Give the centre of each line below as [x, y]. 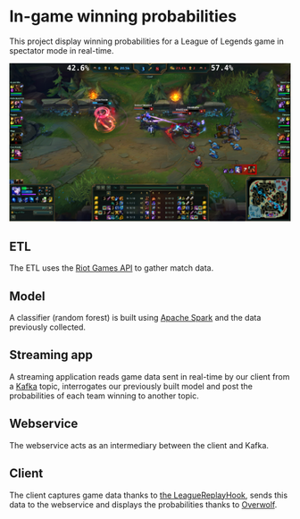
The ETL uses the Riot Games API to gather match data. [112, 268]
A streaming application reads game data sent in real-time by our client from [150, 376]
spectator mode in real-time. [62, 50]
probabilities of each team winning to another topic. [104, 396]
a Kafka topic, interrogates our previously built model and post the [131, 386]
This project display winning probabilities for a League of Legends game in [146, 41]
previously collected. [48, 327]
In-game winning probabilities [123, 17]
